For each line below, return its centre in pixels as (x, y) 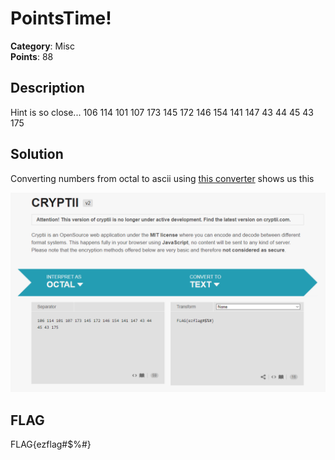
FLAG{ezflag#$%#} (51, 444)
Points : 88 (32, 56)
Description (47, 88)
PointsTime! (61, 18)
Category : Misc (43, 46)
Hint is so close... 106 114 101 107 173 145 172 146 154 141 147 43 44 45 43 (162, 112)
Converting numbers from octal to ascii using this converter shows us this (162, 178)
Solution (37, 154)
